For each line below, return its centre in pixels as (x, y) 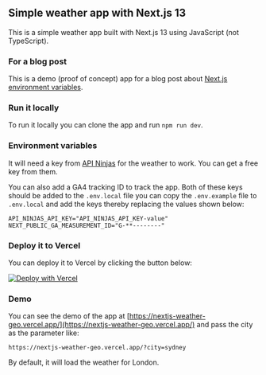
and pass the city (225, 325)
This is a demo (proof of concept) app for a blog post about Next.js (118, 79)
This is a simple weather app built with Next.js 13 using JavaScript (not (124, 32)
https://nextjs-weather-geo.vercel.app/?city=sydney (97, 348)
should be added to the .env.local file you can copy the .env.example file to (133, 195)
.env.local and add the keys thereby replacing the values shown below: (126, 204)
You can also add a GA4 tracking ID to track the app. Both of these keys (126, 187)
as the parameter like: (44, 333)
